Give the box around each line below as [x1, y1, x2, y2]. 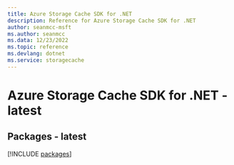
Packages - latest [7, 131, 87, 143]
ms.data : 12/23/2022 [7, 37, 69, 44]
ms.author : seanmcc [7, 30, 66, 38]
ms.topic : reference [7, 43, 69, 50]
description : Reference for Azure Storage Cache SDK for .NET [7, 17, 196, 24]
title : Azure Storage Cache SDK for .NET [7, 10, 133, 18]
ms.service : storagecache [7, 57, 84, 64]
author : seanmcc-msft [7, 23, 72, 31]
